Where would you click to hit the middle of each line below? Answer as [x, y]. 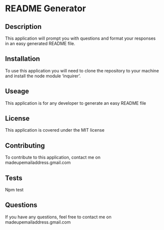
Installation [23, 59]
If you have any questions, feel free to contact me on [58, 217]
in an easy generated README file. [40, 44]
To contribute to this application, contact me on [53, 158]
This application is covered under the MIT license [55, 130]
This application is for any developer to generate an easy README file [76, 103]
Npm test [14, 190]
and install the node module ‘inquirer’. [43, 76]
